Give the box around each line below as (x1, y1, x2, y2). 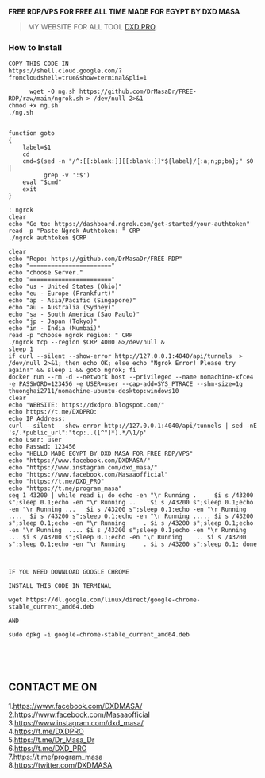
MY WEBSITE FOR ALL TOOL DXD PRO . (27, 22, 157, 31)
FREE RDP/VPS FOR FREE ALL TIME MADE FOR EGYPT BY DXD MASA (8, 7, 240, 16)
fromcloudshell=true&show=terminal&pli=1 (8, 74, 148, 82)
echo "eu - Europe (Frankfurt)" (8, 290, 115, 298)
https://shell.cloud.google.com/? (8, 67, 123, 75)
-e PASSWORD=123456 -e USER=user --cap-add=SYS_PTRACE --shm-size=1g (8, 380, 244, 388)
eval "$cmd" (22, 178, 62, 186)
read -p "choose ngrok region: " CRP (8, 332, 133, 340)
